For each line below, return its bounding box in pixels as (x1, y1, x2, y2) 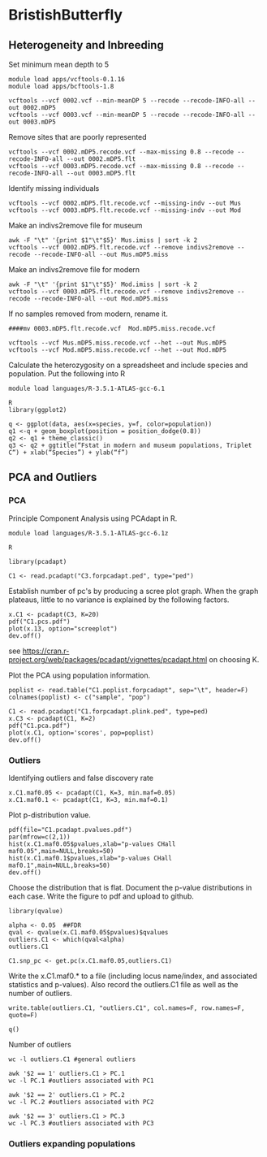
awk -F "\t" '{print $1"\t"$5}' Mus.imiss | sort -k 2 (8, 236, 198, 245)
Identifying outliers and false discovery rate (8, 773, 154, 782)
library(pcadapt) (8, 557, 67, 565)
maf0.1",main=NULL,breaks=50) (8, 861, 111, 869)
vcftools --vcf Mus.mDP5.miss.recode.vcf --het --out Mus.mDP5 (8, 339, 227, 347)
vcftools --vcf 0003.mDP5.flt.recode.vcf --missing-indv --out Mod (8, 206, 242, 214)
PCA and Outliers (8, 470, 97, 484)
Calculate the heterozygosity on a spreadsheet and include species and (8, 360, 248, 370)
